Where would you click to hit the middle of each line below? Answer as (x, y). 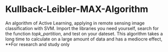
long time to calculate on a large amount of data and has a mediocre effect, (84, 39)
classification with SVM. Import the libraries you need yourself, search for (82, 28)
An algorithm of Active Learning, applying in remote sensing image (75, 23)
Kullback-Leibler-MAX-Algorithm (77, 9)
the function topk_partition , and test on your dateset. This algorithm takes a (84, 33)
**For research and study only (38, 44)
